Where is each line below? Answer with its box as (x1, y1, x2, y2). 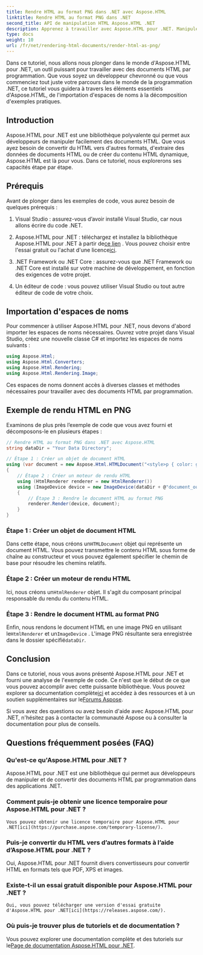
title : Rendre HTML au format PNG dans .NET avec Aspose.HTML (6, 8, 166, 15)
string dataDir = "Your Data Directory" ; (6, 445, 112, 451)
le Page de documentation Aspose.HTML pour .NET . (6, 942, 135, 949)
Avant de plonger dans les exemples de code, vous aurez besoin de (6, 197, 175, 204)
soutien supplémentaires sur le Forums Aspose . (6, 696, 124, 703)
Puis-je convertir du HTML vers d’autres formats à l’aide (6, 838, 174, 847)
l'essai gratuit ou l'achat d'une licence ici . (14, 246, 117, 253)
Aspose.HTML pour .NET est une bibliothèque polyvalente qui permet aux (6, 131, 190, 139)
